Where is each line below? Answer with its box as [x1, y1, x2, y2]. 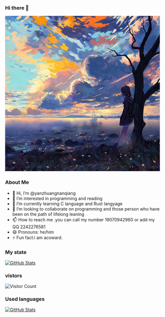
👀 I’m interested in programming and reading [12, 195, 103, 201]
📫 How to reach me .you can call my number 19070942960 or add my [12, 216, 155, 222]
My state [5, 248, 27, 255]
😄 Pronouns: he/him [12, 229, 54, 235]
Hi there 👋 [5, 4, 29, 11]
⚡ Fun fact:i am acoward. [12, 234, 63, 241]
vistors [5, 272, 23, 279]
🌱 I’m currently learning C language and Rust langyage [12, 201, 123, 207]
